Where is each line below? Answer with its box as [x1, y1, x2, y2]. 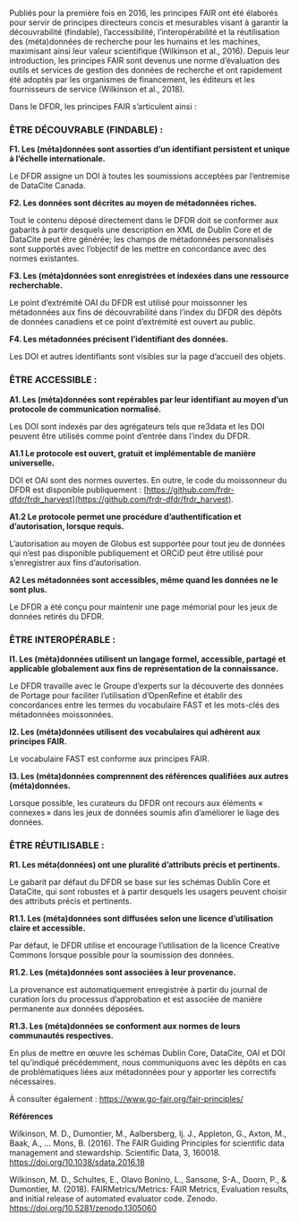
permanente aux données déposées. [9, 1003, 145, 1014]
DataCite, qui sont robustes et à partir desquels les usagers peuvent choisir [9, 887, 288, 897]
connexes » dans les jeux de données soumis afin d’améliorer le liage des [9, 807, 280, 818]
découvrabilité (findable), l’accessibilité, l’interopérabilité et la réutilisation [9, 27, 280, 37]
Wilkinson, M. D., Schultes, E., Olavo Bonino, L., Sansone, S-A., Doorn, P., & [9, 1174, 287, 1185]
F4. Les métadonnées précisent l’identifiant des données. [9, 334, 229, 344]
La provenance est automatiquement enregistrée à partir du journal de [9, 984, 269, 995]
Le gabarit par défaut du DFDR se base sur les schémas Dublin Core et [9, 877, 270, 888]
